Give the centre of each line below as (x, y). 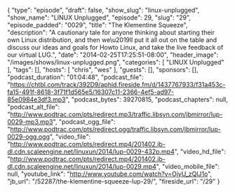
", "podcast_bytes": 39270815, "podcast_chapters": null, (147, 100)
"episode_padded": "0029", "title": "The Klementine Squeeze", (98, 25)
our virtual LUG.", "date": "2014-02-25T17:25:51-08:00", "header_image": (113, 55)
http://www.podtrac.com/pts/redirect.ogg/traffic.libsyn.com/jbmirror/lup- (115, 129)
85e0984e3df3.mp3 (36, 100)
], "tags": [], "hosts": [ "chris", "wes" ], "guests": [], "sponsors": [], (103, 70)
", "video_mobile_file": (188, 166)
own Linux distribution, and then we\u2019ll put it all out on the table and (112, 40)
